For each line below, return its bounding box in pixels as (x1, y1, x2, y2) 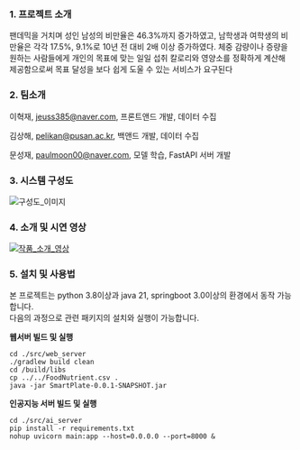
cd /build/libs (9, 365, 67, 375)
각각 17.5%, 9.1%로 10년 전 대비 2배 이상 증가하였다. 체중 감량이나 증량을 (32, 41, 288, 52)
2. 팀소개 (9, 88, 47, 101)
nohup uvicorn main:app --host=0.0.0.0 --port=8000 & (9, 432, 216, 441)
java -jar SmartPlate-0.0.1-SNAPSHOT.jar (9, 381, 168, 390)
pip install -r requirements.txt (9, 424, 135, 434)
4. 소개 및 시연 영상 (9, 221, 87, 234)
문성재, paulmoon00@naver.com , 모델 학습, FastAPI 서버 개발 (9, 149, 232, 160)
